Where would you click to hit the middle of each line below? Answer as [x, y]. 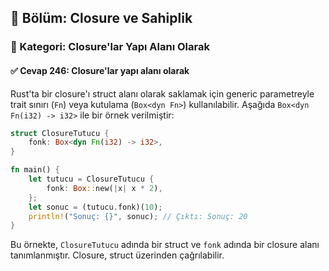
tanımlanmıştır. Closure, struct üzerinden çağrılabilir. [117, 255]
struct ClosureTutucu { [60, 133]
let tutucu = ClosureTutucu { [91, 179]
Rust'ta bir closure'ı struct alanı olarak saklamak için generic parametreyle [162, 93]
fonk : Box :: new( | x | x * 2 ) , [104, 188]
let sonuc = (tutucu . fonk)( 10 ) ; [95, 207]
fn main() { [35, 170]
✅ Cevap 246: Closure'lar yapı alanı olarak [100, 70]
